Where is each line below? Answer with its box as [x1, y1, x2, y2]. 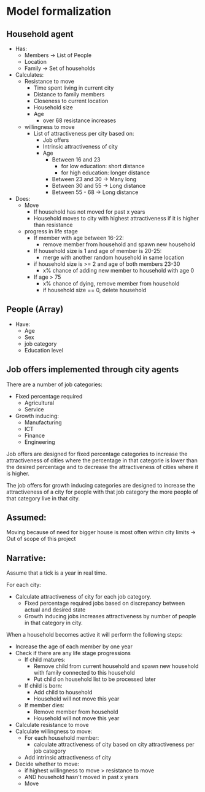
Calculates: [15, 71, 44, 78]
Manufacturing [24, 419, 62, 426]
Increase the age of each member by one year [15, 643, 133, 650]
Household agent [6, 29, 74, 39]
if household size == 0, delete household [42, 287, 147, 293]
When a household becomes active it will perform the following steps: [6, 631, 183, 639]
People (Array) [6, 304, 64, 314]
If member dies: [24, 702, 64, 709]
